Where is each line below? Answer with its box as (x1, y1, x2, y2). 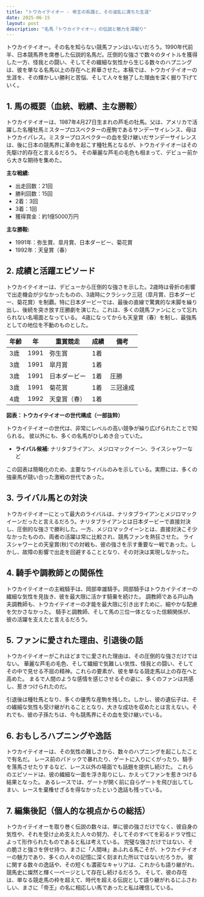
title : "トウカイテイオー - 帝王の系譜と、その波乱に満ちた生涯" (6, 9, 152, 15)
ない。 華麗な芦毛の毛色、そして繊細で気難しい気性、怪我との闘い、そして (6, 660, 194, 667)
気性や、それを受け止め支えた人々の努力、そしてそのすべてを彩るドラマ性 (6, 830, 191, 838)
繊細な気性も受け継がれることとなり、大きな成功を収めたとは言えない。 (11, 703, 192, 711)
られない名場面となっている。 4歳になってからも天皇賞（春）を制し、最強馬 (6, 313, 197, 321)
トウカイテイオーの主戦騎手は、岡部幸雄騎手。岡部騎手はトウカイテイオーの (6, 585, 198, 592)
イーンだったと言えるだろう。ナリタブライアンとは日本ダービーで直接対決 (6, 517, 191, 525)
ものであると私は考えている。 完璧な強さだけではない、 (48, 838, 188, 845)
